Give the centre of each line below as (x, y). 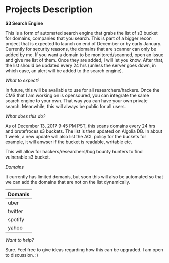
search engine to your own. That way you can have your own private (76, 101)
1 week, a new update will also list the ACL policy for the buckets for (76, 136)
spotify (16, 219)
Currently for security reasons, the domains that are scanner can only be (81, 49)
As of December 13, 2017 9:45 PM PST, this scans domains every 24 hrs (80, 126)
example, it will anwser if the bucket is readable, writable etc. (69, 142)
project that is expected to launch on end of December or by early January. (83, 43)
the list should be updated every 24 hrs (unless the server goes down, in (81, 65)
